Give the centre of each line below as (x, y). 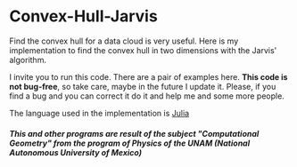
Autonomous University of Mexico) (76, 152)
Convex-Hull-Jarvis (83, 16)
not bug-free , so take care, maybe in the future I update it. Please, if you (143, 86)
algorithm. (28, 60)
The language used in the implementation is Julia (99, 113)
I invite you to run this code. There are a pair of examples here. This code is (148, 76)
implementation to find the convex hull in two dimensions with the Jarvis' (143, 50)
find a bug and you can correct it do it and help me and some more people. (147, 96)
